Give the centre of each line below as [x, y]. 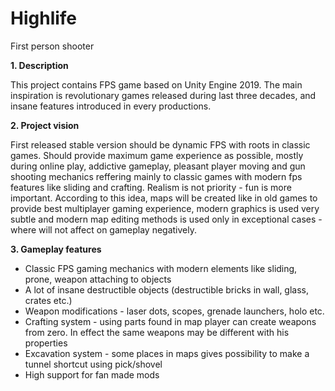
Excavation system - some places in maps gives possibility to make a [167, 353]
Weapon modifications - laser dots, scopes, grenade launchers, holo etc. [174, 311]
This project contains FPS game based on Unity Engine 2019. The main [156, 84]
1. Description [39, 65]
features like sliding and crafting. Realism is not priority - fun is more [151, 187]
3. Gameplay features [56, 249]
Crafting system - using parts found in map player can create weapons [170, 321]
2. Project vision [45, 125]
